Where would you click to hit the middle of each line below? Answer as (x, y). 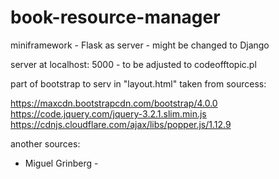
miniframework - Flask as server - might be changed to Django (140, 45)
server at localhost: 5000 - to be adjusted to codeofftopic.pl (133, 64)
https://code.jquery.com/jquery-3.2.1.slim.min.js (108, 113)
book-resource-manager (115, 17)
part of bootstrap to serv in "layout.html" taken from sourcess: (138, 83)
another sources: (45, 143)
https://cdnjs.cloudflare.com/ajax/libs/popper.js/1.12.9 (121, 124)
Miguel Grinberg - (61, 163)
